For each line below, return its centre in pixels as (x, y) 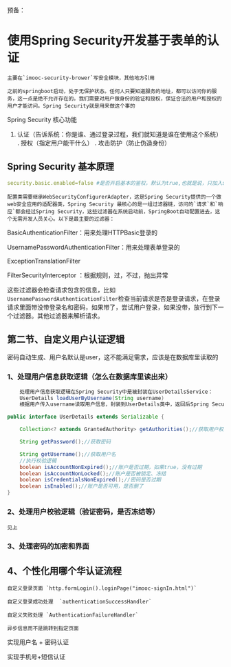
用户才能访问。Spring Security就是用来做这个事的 (71, 106)
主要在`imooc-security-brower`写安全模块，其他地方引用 (81, 78)
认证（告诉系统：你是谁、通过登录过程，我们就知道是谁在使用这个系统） (119, 134)
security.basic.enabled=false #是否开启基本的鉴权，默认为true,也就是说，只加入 (115, 183)
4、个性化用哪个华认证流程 (65, 571)
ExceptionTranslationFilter (44, 261)
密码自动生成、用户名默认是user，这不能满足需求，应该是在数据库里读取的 (113, 357)
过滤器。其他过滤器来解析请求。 (58, 315)
